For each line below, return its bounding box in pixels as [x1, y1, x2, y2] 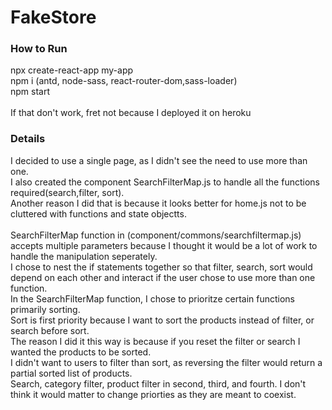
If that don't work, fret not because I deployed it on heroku [10, 107, 252, 119]
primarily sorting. [10, 303, 81, 315]
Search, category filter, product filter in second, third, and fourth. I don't [10, 377, 307, 390]
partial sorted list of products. [10, 367, 133, 379]
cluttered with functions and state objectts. [10, 207, 187, 220]
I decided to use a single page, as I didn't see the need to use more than [10, 154, 308, 166]
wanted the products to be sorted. [10, 346, 152, 358]
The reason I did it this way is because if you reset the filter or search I [10, 335, 301, 347]
